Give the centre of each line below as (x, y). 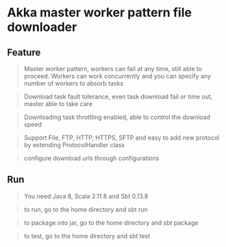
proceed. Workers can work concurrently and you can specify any (117, 76)
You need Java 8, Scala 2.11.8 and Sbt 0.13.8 (86, 196)
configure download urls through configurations (91, 158)
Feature (24, 52)
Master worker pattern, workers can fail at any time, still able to (113, 69)
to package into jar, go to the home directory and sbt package (111, 222)
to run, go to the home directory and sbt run (86, 209)
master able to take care (58, 104)
